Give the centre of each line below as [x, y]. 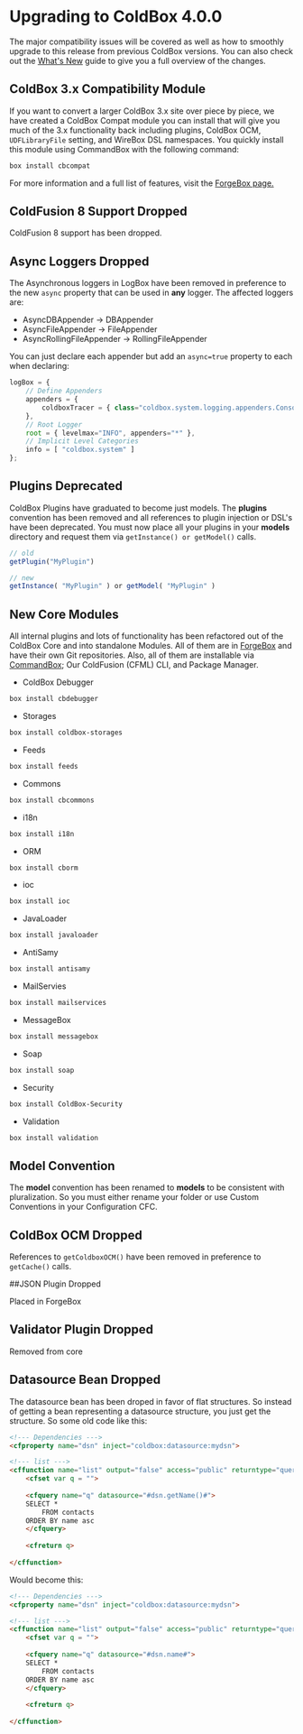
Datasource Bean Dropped [85, 1380]
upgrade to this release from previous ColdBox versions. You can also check [151, 51]
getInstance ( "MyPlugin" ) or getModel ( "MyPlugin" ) [113, 586]
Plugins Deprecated [66, 486]
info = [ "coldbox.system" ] [80, 450]
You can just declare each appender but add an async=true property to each [151, 356]
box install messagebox [54, 1036]
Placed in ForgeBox [46, 1301]
